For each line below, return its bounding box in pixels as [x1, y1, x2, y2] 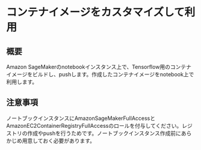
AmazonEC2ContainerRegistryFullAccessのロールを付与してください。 [6, 122, 182, 129]
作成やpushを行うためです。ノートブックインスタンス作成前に [26, 130, 182, 137]
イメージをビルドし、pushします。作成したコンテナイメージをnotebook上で [6, 71, 194, 78]
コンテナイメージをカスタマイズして [6, 5, 185, 19]
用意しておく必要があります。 [22, 137, 95, 144]
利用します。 [6, 79, 38, 85]
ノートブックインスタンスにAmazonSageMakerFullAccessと [6, 115, 155, 122]
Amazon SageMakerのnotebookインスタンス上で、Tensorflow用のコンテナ [6, 64, 191, 70]
